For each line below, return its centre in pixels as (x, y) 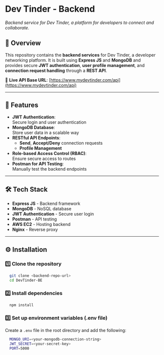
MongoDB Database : (33, 127)
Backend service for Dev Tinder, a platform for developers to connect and (80, 22)
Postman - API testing (34, 219)
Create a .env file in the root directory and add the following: (66, 331)
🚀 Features (22, 105)
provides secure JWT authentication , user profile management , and (75, 65)
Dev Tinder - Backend (50, 9)
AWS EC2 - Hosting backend (41, 224)
